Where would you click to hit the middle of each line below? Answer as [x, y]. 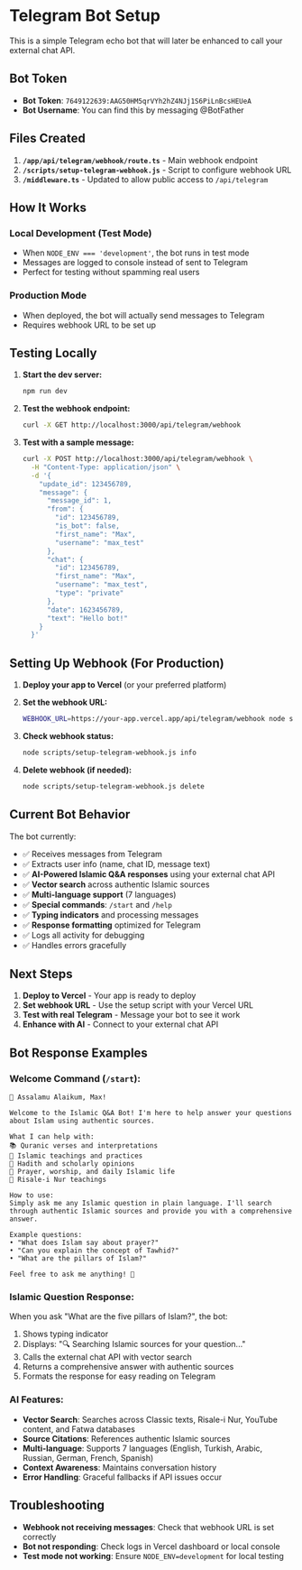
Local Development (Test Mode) [81, 233]
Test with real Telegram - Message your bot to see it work [131, 1015]
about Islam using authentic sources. [82, 1121]
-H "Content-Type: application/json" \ [106, 467]
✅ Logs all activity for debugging [83, 935]
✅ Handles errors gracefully [74, 945]
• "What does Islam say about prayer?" [84, 1243]
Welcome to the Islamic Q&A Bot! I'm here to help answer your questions [151, 1113]
